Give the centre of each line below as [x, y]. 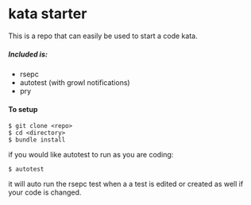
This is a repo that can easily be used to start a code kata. [103, 36]
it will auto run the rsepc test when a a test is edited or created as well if [126, 184]
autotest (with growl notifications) [75, 82]
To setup [23, 109]
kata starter [48, 14]
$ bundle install [37, 140]
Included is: [28, 54]
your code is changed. [45, 192]
